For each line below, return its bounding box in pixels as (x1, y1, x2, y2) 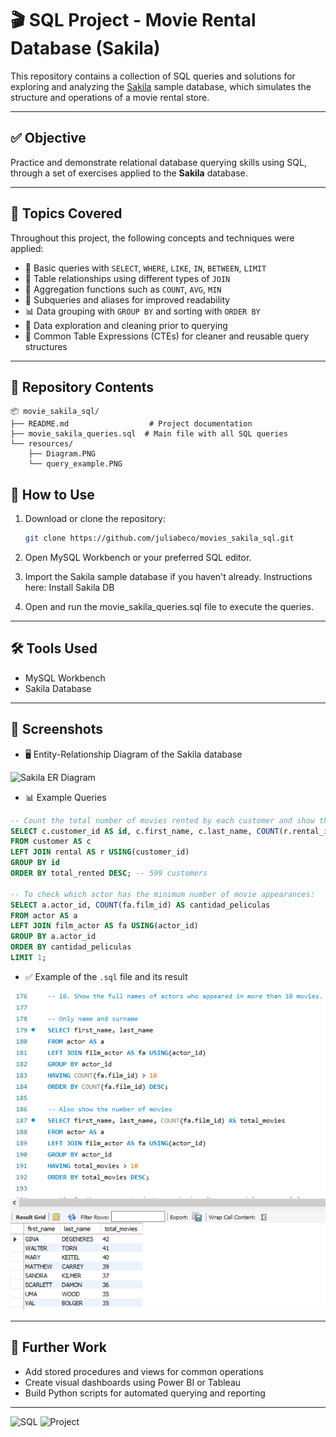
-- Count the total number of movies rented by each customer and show (10, 815, 315, 826)
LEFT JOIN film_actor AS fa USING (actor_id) (10, 921, 199, 931)
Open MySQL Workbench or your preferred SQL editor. (24, 552, 252, 564)
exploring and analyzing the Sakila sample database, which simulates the (10, 80, 312, 92)
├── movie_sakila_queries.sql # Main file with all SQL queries (10, 429, 288, 439)
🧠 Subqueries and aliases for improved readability (24, 293, 231, 306)
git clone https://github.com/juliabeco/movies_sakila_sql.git (24, 533, 295, 544)
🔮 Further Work (10, 1339, 107, 1356)
